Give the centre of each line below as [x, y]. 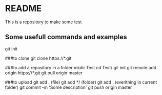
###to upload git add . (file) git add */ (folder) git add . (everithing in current [81, 82]
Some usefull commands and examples [66, 37]
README [23, 8]
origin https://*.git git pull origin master [44, 73]
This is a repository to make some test [43, 22]
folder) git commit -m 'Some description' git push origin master [69, 87]
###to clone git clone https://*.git [38, 58]
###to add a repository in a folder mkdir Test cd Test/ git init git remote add [81, 67]
